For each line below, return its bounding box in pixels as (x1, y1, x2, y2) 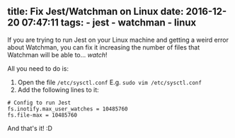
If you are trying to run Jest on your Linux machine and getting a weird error (7, 35, 229, 44)
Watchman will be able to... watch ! (7, 50, 108, 59)
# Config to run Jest (7, 99, 71, 106)
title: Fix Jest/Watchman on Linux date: (7, 6, 184, 18)
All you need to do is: (7, 64, 69, 73)
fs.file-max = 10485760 (7, 111, 78, 119)
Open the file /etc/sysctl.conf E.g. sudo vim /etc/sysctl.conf (17, 78, 202, 86)
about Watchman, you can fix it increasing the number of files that (7, 42, 200, 52)
